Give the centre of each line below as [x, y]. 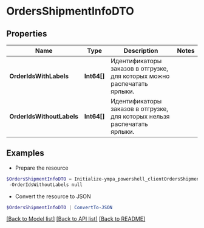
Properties [27, 34]
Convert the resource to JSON [53, 196]
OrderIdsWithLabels [39, 76]
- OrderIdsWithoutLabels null [46, 185]
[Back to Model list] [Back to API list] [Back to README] [76, 219]
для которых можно [140, 76]
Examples [25, 153]
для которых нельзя [140, 116]
